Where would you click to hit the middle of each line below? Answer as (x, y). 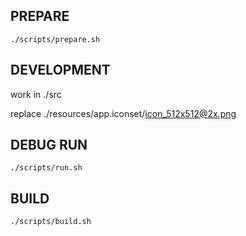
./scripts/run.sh (46, 168)
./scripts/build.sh (51, 222)
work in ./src (36, 94)
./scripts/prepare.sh (55, 39)
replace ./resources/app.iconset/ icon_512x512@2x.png (123, 113)
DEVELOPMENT (60, 70)
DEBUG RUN (49, 145)
